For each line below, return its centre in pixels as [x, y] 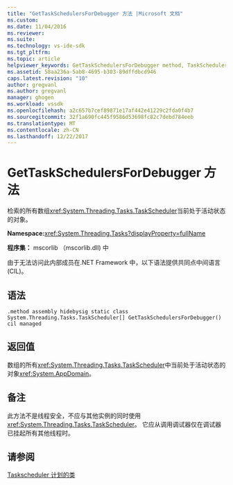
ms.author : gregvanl [37, 91]
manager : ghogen [31, 98]
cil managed [24, 324]
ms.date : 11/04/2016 [37, 26]
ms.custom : [23, 20]
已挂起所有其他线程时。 [41, 433]
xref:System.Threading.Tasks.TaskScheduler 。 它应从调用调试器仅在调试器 [114, 424]
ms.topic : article [34, 59]
